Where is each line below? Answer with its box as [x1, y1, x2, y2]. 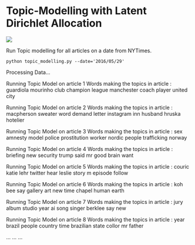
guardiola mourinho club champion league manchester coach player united [6, 86, 188, 93]
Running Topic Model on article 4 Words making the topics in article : [6, 145, 173, 152]
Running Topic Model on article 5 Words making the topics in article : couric [6, 163, 190, 170]
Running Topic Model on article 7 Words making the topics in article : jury [6, 198, 183, 205]
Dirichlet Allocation [6, 16, 102, 30]
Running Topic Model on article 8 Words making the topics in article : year [6, 216, 185, 223]
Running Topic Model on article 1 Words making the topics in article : [6, 80, 172, 87]
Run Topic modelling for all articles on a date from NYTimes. [6, 47, 152, 54]
